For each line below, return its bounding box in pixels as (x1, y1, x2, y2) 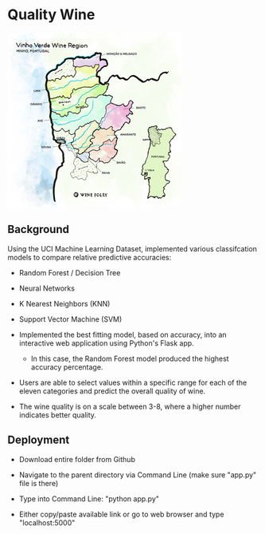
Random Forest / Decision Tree (18, 267, 121, 277)
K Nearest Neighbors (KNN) (18, 299, 111, 308)
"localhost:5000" (18, 517, 76, 528)
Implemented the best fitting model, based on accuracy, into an (18, 330, 228, 339)
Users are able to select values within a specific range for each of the (18, 378, 247, 387)
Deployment (7, 433, 70, 447)
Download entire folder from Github (18, 454, 136, 464)
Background (7, 223, 69, 236)
